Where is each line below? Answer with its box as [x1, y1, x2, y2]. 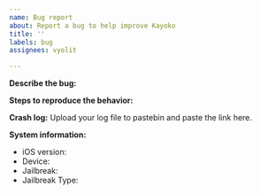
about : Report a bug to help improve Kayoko [9, 21, 176, 30]
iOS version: [21, 147, 67, 158]
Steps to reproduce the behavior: [9, 95, 134, 106]
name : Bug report [9, 12, 73, 22]
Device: [21, 156, 50, 167]
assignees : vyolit [9, 46, 77, 55]
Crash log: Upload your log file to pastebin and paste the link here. [9, 113, 252, 123]
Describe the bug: [9, 78, 77, 89]
